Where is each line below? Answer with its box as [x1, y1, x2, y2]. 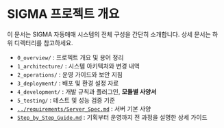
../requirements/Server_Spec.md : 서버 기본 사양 [16, 104, 151, 113]
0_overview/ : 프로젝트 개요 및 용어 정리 [16, 53, 124, 62]
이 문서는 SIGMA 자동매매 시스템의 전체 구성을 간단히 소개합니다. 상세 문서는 [7, 30, 211, 38]
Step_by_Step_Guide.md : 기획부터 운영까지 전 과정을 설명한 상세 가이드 [16, 113, 208, 121]
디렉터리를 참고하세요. [14, 38, 73, 47]
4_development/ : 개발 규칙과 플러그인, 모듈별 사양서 [16, 87, 157, 96]
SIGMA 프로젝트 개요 [7, 6, 120, 22]
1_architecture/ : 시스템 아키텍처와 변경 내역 [16, 62, 140, 70]
